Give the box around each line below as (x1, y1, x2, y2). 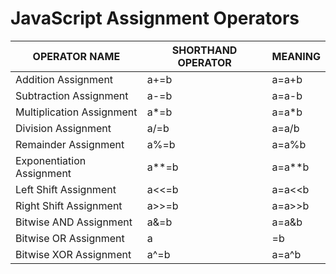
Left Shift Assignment (15, 182, 117, 196)
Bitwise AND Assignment (15, 215, 133, 229)
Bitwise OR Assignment (15, 231, 125, 245)
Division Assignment (15, 121, 112, 135)
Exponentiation (15, 153, 87, 167)
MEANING (271, 49, 321, 63)
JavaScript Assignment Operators (10, 7, 300, 30)
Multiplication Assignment (15, 105, 138, 119)
